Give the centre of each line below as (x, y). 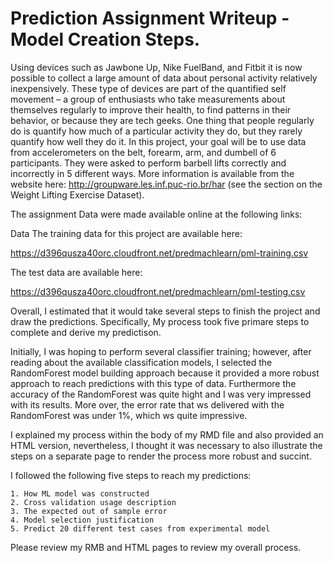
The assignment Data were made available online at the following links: (156, 214)
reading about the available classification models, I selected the (141, 362)
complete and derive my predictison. (86, 332)
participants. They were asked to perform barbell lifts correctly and (148, 163)
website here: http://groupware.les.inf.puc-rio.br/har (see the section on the (166, 184)
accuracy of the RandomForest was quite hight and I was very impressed (161, 394)
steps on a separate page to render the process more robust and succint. (161, 456)
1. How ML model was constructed (80, 493)
